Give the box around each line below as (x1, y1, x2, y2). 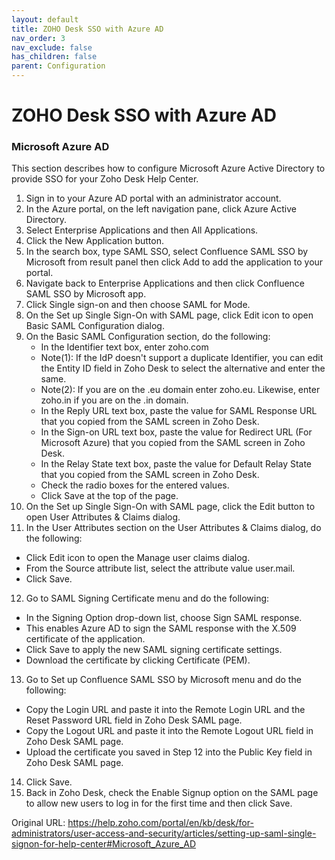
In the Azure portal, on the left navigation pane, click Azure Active (25, 203, 297, 215)
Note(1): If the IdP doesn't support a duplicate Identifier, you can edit (40, 352, 324, 364)
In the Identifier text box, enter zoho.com (40, 341, 209, 353)
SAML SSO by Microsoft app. (25, 288, 147, 300)
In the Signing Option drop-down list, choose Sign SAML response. (25, 612, 303, 624)
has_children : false (11, 52, 98, 62)
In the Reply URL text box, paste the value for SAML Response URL (40, 405, 318, 417)
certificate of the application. (25, 633, 146, 645)
